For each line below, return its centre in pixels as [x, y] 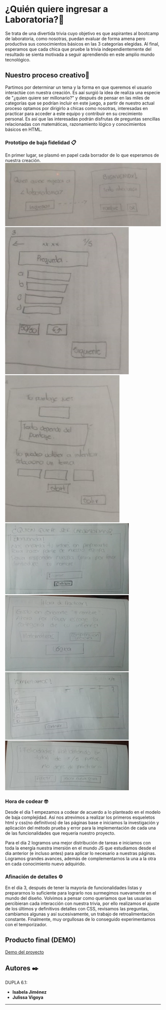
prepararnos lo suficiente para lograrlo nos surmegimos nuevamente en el [81, 893]
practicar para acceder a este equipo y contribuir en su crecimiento [74, 113]
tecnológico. [18, 59]
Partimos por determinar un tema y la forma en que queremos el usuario [79, 87]
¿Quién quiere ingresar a [57, 9]
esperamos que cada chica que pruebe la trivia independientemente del [78, 49]
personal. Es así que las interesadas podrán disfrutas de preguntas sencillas [83, 119]
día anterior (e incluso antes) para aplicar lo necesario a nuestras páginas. [81, 853]
